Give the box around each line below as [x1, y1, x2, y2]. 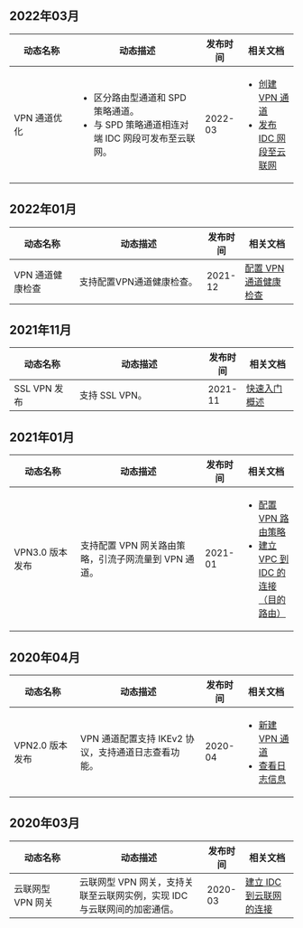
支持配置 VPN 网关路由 [80, 539, 177, 552]
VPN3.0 [14, 546, 48, 558]
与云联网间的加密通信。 [79, 903, 179, 915]
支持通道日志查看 [97, 746, 171, 759]
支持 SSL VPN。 [79, 389, 147, 402]
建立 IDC [244, 876, 282, 888]
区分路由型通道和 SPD [93, 91, 187, 104]
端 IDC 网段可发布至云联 [93, 132, 196, 145]
